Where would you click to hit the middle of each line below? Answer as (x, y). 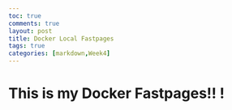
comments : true (34, 23)
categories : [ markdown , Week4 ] (60, 53)
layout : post (30, 31)
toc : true (25, 16)
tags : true (27, 46)
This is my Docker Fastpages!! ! (117, 93)
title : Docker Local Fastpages (61, 38)
